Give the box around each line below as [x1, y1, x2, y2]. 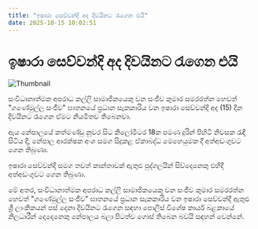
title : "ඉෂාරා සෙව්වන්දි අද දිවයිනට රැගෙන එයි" [8, 11, 149, 20]
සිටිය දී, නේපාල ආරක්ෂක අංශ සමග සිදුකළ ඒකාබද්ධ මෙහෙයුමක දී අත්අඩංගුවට [8, 136, 241, 146]
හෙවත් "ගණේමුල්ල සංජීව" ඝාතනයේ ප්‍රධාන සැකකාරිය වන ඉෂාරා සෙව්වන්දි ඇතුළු [8, 194, 250, 204]
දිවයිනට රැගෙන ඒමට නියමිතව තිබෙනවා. [8, 111, 131, 122]
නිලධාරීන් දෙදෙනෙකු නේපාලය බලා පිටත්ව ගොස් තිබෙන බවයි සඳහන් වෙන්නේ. [8, 212, 245, 221]
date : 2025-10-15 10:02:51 [8, 19, 97, 27]
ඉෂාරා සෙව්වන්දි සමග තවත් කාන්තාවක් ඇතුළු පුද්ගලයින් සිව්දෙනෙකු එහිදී [8, 161, 224, 170]
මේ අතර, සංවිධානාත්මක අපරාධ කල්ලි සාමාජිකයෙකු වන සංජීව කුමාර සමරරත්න [8, 185, 245, 194]
